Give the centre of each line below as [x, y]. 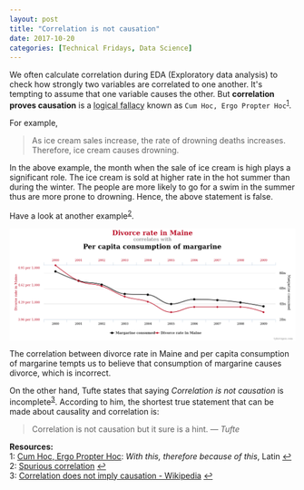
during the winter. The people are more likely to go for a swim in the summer [152, 187]
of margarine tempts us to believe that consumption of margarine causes [146, 363]
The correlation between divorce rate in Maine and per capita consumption [150, 353]
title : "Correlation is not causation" [85, 29]
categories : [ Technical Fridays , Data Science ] [101, 48]
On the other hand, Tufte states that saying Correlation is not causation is [147, 390]
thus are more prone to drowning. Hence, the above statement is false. [142, 196]
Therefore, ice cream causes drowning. [105, 150]
